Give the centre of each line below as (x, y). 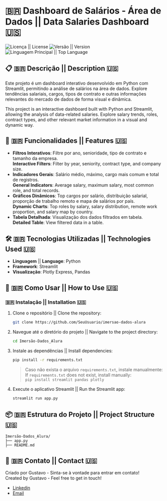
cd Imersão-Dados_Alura (37, 341)
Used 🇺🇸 (20, 249)
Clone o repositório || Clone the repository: (57, 313)
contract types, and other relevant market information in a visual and (76, 119)
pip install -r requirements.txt (48, 360)
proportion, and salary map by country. (53, 212)
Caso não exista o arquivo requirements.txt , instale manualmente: (94, 369)
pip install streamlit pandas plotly (65, 380)
